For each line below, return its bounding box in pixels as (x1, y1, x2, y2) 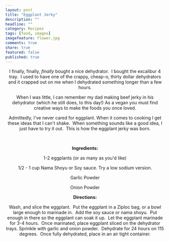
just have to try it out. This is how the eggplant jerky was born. (19, 126, 151, 132)
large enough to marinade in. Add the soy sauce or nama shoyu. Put (13, 210, 157, 216)
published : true (5, 54, 39, 60)
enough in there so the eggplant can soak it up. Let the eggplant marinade (7, 215, 163, 221)
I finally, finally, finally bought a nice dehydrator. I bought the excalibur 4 (9, 68, 161, 74)
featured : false (5, 50, 39, 55)
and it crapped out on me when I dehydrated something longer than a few (8, 79, 162, 85)
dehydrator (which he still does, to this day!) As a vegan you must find (12, 100, 158, 106)
